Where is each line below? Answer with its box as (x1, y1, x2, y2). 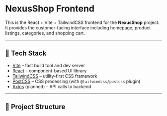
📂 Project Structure (5, 103, 66, 111)
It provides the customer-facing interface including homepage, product (5, 24, 151, 30)
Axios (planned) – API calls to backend (12, 83, 91, 90)
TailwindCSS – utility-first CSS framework (12, 73, 97, 79)
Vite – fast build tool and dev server (12, 62, 85, 68)
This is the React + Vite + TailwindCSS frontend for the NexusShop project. (5, 19, 160, 25)
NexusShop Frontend (5, 3, 94, 14)
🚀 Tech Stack (5, 49, 47, 58)
